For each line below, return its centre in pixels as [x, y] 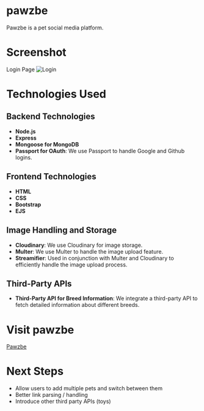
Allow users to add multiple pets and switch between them [89, 388]
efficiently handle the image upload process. [71, 265]
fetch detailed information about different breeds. [77, 305]
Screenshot [36, 52]
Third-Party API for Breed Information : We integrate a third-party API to [106, 298]
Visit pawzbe [40, 330]
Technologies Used [56, 94]
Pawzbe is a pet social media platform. [55, 28]
